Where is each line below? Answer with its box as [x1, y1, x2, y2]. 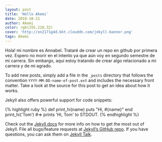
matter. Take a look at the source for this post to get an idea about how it [5, 82, 150, 88]
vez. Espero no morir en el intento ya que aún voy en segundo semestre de [5, 52, 155, 58]
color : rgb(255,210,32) [5, 25, 53, 30]
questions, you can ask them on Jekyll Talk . [5, 131, 93, 137]
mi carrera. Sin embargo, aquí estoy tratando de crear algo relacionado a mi [5, 58, 157, 63]
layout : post [5, 7, 32, 12]
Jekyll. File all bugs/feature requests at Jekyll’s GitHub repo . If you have [5, 126, 148, 132]
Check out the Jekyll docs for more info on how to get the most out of [5, 121, 145, 126]
